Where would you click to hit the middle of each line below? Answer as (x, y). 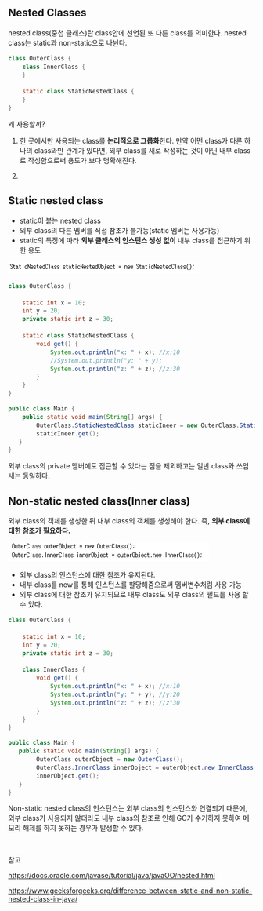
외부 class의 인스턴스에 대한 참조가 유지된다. (87, 575)
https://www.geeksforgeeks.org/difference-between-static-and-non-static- (130, 891)
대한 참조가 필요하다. (40, 531)
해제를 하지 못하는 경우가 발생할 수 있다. (83, 828)
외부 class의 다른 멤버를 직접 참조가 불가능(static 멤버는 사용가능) (119, 230)
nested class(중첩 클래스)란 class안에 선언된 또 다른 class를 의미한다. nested (127, 33)
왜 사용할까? (27, 124)
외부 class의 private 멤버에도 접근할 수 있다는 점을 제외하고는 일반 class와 (121, 466)
